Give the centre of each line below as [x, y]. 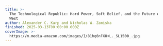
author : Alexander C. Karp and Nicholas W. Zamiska [58, 23]
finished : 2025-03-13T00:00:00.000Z [42, 27]
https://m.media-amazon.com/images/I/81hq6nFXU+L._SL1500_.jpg [74, 36]
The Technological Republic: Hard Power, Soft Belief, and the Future [82, 14]
